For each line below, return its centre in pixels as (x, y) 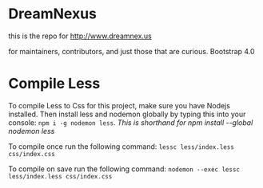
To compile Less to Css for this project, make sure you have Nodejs (119, 105)
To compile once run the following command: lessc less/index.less (121, 146)
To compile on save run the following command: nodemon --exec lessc (124, 169)
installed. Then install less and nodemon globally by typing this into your (127, 114)
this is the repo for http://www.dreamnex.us (80, 36)
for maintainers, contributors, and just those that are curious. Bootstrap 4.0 (131, 51)
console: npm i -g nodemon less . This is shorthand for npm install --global (131, 122)
